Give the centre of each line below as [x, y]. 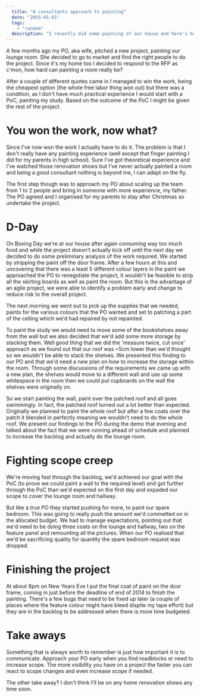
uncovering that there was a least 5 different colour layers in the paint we [96, 269]
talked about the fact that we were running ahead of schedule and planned [98, 430]
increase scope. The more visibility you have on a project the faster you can [99, 664]
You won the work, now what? [82, 131]
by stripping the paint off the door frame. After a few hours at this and [92, 262]
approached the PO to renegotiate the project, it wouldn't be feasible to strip [100, 275]
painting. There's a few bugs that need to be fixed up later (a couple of [93, 599]
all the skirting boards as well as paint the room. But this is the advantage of [99, 281]
